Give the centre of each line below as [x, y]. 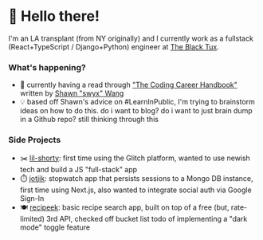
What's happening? [47, 67]
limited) [32, 218]
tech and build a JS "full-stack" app [79, 169]
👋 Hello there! [54, 16]
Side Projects [35, 140]
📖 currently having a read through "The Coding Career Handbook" [128, 85]
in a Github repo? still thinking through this [89, 120]
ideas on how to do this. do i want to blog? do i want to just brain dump [136, 111]
